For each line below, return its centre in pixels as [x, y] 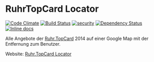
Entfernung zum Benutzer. [33, 44]
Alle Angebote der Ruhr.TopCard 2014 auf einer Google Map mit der [77, 38]
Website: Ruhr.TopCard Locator [38, 54]
